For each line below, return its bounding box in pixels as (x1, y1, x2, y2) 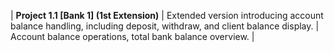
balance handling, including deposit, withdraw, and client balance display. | (10, 20, 320, 32)
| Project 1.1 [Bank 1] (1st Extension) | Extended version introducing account (10, 10, 324, 21)
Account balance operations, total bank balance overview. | (10, 31, 255, 42)
